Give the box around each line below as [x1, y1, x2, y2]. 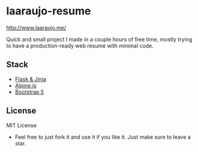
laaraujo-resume [6, 4, 91, 18]
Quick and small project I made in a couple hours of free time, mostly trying [6, 35, 193, 43]
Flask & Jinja [14, 75, 47, 82]
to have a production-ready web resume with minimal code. [6, 42, 154, 49]
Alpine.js [14, 82, 37, 89]
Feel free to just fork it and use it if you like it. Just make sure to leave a [14, 133, 191, 141]
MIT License [6, 121, 37, 129]
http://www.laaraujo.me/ [6, 24, 67, 31]
